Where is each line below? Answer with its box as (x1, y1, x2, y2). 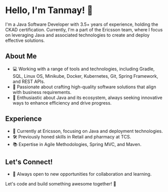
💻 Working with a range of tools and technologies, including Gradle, (12, 66, 155, 72)
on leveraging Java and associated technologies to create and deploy (5, 32, 150, 38)
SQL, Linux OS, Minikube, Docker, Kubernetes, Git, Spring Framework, (12, 73, 158, 79)
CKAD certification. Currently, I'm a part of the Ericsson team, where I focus (5, 26, 163, 32)
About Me (5, 52, 37, 61)
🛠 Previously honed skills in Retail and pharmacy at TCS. (12, 133, 131, 139)
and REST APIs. (12, 78, 45, 84)
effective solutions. (5, 37, 45, 43)
